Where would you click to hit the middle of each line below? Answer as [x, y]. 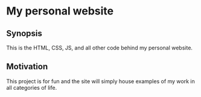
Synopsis [24, 33]
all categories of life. [32, 87]
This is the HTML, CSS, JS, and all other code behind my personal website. [100, 48]
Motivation [27, 67]
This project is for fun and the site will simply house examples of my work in [101, 81]
